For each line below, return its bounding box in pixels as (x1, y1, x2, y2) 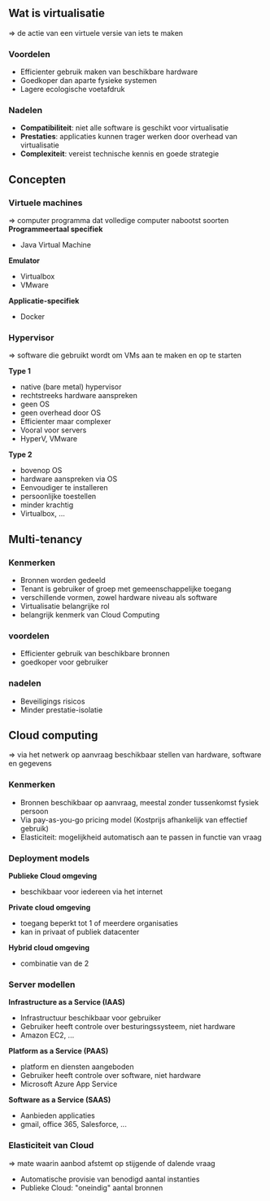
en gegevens (8, 759, 53, 769)
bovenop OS (20, 466, 63, 476)
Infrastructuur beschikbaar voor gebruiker (20, 1013, 161, 1023)
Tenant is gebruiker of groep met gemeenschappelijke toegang (20, 584, 232, 594)
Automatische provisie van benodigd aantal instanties (20, 1174, 200, 1184)
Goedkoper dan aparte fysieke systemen (20, 76, 157, 85)
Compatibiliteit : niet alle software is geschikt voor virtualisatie (20, 123, 229, 133)
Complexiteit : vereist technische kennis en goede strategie (20, 149, 220, 159)
